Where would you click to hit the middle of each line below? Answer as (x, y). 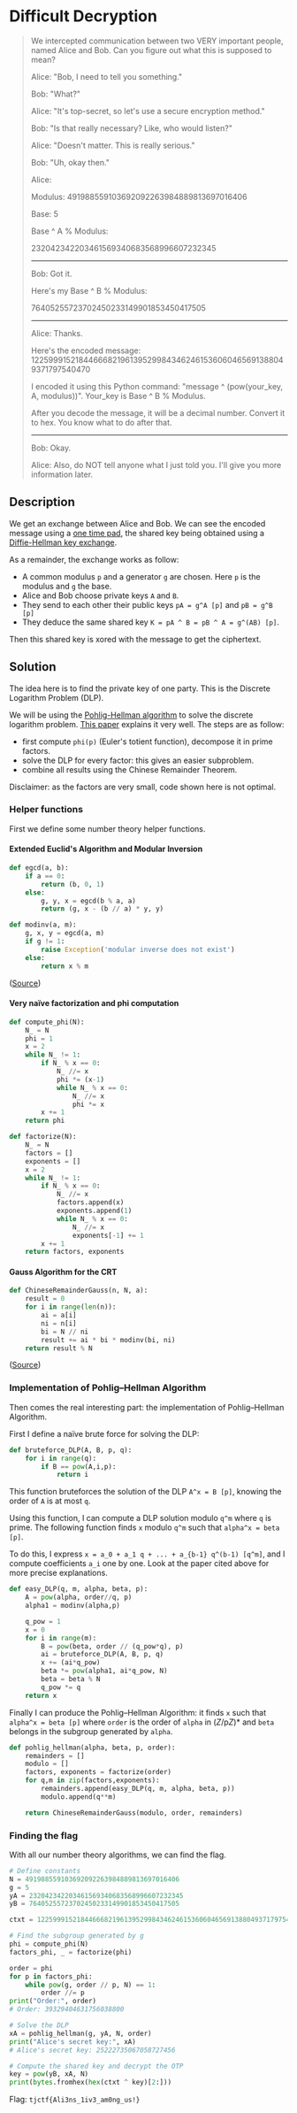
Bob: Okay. (51, 448)
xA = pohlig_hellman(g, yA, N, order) (80, 2033)
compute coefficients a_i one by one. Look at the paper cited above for (139, 1564)
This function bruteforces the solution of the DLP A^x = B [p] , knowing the (145, 1492)
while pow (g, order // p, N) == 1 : (91, 1985)
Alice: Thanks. (57, 333)
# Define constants (45, 1871)
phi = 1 (39, 1038)
